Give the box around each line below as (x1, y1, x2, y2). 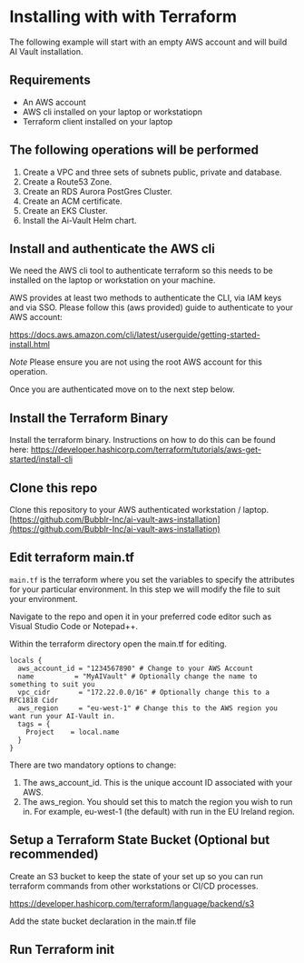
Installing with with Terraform (9, 6, 238, 27)
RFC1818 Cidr (9, 696, 59, 705)
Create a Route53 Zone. (22, 176, 113, 187)
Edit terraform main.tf (9, 550, 134, 566)
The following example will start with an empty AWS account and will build (9, 36, 288, 47)
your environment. (9, 593, 78, 604)
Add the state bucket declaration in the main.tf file (9, 916, 197, 927)
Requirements (9, 73, 91, 88)
